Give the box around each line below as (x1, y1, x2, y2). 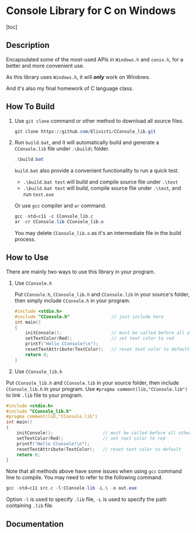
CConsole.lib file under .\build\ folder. (14, 145, 110, 153)
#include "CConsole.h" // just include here (14, 314, 164, 320)
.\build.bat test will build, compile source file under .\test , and (23, 185, 181, 192)
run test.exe (23, 191, 54, 198)
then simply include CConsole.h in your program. (14, 297, 131, 304)
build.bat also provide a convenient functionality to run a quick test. (14, 167, 179, 174)
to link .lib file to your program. (6, 392, 83, 399)
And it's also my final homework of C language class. (6, 85, 134, 92)
